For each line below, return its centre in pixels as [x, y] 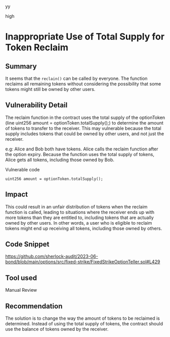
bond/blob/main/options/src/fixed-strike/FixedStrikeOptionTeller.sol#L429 [83, 262]
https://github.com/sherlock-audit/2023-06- [52, 256]
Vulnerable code [23, 169]
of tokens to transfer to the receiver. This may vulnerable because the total [83, 128]
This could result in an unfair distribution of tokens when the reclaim [77, 206]
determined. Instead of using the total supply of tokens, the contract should [84, 324]
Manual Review [21, 290]
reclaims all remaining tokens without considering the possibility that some [83, 84]
